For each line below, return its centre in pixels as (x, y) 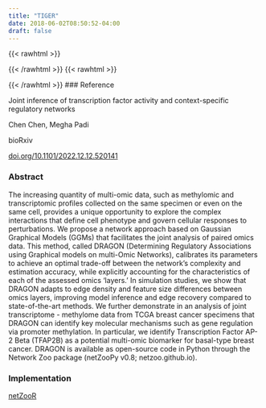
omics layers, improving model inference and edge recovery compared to (130, 297)
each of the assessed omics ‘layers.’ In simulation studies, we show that (127, 280)
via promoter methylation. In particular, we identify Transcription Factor (126, 331)
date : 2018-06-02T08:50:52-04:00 (64, 23)
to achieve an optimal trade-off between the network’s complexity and (125, 263)
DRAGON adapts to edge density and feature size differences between (125, 289)
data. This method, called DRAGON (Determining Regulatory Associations (130, 246)
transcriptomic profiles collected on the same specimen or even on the (125, 203)
